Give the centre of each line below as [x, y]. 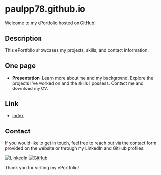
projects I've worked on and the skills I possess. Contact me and [78, 83]
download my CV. [30, 88]
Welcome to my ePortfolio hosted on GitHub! [50, 23]
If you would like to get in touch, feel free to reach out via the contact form [81, 143]
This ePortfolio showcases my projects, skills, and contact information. [77, 50]
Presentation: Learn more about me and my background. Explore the [83, 78]
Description [23, 38]
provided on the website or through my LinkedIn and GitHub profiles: [75, 148]
